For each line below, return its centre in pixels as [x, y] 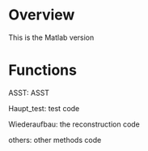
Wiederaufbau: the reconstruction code [74, 124]
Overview [42, 15]
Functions [42, 70]
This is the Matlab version [51, 37]
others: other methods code [55, 140]
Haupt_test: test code [44, 108]
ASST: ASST [29, 93]
